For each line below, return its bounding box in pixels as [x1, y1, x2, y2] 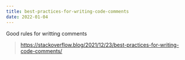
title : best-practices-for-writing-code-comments [6, 8, 130, 15]
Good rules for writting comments [6, 30, 88, 37]
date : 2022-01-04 [6, 14, 48, 20]
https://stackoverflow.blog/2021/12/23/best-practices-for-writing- [20, 41, 179, 48]
